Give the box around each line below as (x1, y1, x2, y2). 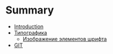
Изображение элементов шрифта (22, 35, 107, 42)
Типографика (13, 29, 47, 36)
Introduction (13, 23, 44, 30)
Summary (5, 4, 54, 17)
